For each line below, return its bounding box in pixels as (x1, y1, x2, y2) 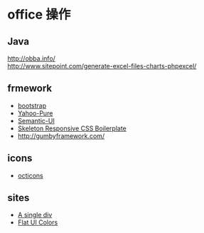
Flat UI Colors (17, 218, 58, 227)
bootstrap (17, 101, 47, 110)
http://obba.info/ (7, 54, 55, 63)
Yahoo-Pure (17, 108, 53, 118)
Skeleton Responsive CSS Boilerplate (17, 124, 127, 133)
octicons (17, 171, 44, 180)
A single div (17, 211, 53, 219)
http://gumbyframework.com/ (17, 131, 105, 140)
